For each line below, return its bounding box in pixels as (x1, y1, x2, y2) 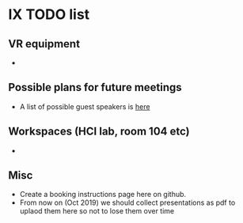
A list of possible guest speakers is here (19, 101, 150, 111)
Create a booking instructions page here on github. (19, 190, 187, 199)
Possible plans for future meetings (8, 81, 182, 94)
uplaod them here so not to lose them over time (19, 206, 175, 216)
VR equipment (8, 37, 81, 51)
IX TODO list (8, 6, 90, 24)
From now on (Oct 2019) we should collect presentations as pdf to (19, 198, 236, 207)
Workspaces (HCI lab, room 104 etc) (8, 125, 190, 138)
